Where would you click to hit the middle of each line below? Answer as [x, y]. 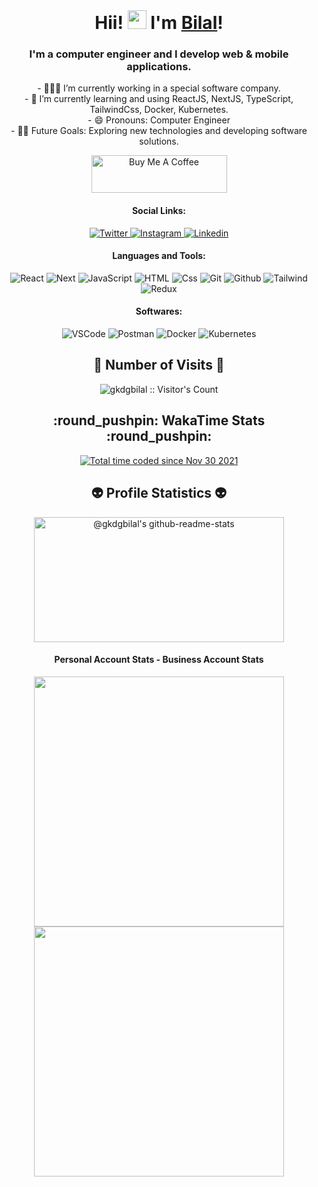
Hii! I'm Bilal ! [159, 23]
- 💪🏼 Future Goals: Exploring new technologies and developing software [159, 131]
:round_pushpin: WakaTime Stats [159, 420]
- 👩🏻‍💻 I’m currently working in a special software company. [159, 88]
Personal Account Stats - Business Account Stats [159, 660]
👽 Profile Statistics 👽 [159, 493]
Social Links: [159, 211]
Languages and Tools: [159, 256]
